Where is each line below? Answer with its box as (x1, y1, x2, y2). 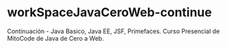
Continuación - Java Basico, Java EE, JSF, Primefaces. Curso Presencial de (7, 27, 220, 35)
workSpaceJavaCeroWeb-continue (7, 5, 212, 20)
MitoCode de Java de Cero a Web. (7, 34, 105, 42)
